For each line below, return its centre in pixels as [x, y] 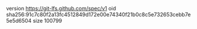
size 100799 [47, 21]
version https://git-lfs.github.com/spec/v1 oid [61, 8]
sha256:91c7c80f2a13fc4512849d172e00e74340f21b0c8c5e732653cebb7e [98, 14]
